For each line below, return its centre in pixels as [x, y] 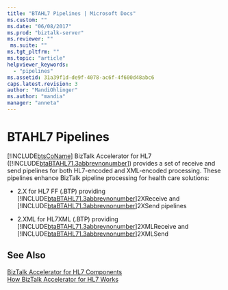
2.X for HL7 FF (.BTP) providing [61, 191]
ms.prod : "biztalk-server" [46, 33]
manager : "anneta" [33, 103]
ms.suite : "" [29, 45]
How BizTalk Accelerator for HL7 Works [63, 279]
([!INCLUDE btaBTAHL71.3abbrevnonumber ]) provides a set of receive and [111, 163]
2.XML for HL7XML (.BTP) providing [67, 219]
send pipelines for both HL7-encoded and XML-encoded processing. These [114, 170]
